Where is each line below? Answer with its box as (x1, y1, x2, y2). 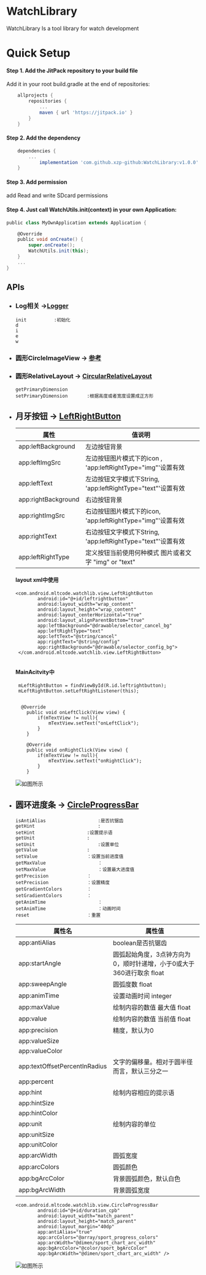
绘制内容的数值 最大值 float (113, 1003, 191, 1011)
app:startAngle (18, 959, 61, 967)
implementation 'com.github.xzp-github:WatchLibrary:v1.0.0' (39, 159, 199, 165)
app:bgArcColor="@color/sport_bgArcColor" (37, 1245, 148, 1251)
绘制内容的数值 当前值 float (113, 1014, 191, 1023)
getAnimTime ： (15, 899, 103, 905)
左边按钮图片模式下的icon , (85, 454, 162, 463)
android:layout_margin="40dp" (37, 1223, 115, 1230)
